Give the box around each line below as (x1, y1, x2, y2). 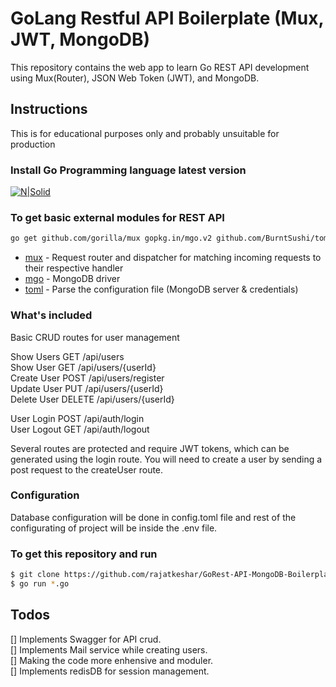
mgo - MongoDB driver (24, 273, 121, 285)
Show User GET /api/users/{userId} (10, 361, 157, 373)
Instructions (10, 101, 88, 118)
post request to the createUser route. (10, 463, 164, 476)
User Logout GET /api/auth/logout (10, 423, 150, 435)
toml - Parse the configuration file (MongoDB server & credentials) (24, 283, 299, 296)
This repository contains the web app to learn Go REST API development (10, 61, 310, 73)
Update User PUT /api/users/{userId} (10, 382, 164, 394)
